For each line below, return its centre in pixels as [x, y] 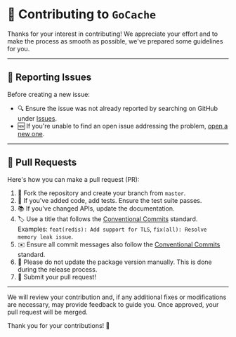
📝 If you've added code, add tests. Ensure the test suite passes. [110, 200]
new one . [31, 133]
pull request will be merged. [47, 312]
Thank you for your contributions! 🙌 [59, 325]
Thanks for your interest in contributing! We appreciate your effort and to [113, 34]
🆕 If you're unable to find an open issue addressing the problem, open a [123, 126]
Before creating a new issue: [48, 94]
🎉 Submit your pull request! [57, 277]
